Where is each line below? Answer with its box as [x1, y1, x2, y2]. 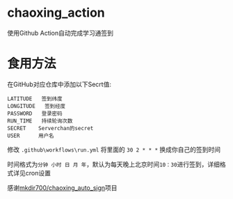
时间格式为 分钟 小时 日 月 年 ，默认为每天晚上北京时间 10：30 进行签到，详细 [7, 160, 220, 168]
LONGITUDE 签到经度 [7, 102, 66, 109]
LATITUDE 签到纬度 [7, 95, 63, 102]
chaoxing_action [7, 5, 106, 21]
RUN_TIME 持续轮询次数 [7, 117, 73, 125]
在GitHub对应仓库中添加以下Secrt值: [7, 80, 111, 88]
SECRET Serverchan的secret [7, 125, 94, 132]
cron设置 [25, 168, 51, 177]
